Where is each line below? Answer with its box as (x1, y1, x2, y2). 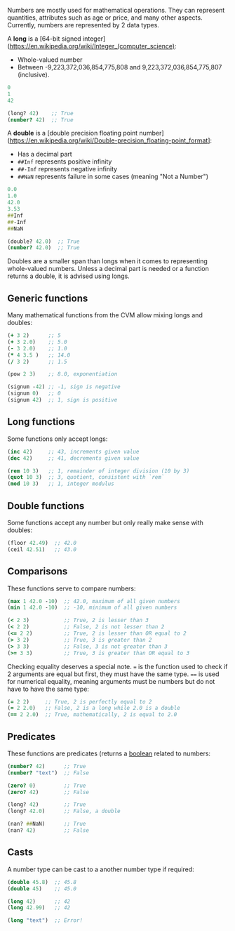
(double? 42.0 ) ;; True (7, 238, 80, 245)
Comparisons (7, 565, 68, 578)
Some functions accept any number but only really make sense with (7, 518, 203, 527)
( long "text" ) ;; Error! (7, 917, 83, 924)
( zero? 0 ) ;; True (7, 782, 86, 789)
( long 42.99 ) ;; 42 (7, 904, 71, 911)
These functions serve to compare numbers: (7, 584, 136, 593)
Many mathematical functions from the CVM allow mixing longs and (7, 311, 203, 319)
